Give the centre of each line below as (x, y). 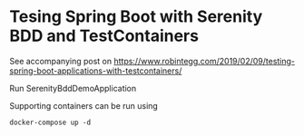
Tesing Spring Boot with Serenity (136, 17)
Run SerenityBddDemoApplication (73, 88)
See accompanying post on (60, 61)
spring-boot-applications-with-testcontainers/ (96, 71)
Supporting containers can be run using (84, 105)
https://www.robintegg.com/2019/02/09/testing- (204, 61)
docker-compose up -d (50, 122)
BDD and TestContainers (104, 36)
